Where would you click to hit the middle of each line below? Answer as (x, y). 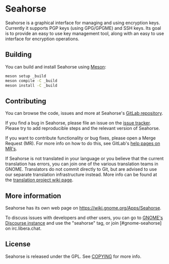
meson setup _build (26, 76)
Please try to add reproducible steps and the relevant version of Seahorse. (83, 128)
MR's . (11, 149)
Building (18, 55)
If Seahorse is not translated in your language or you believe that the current (84, 159)
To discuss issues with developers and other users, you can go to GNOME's (84, 218)
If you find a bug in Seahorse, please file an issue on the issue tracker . (78, 123)
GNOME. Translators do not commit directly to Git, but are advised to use (81, 169)
